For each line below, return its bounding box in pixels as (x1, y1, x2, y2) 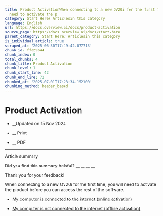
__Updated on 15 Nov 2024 (12, 121, 66, 127)
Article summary (5, 153, 38, 159)
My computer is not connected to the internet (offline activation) (12, 206, 141, 212)
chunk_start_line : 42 (5, 70, 49, 75)
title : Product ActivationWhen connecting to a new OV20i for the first (5, 7, 155, 12)
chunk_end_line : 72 (5, 75, 45, 80)
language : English (5, 20, 42, 26)
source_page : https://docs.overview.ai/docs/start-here (5, 30, 120, 34)
